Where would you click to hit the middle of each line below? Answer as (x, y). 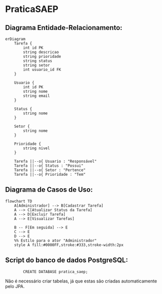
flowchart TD (19, 201)
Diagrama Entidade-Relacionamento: (64, 28)
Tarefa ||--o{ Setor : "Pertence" (50, 170)
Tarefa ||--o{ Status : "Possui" (49, 166)
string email (37, 96)
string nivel (37, 148)
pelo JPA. (15, 286)
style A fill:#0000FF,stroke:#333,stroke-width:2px (69, 245)
